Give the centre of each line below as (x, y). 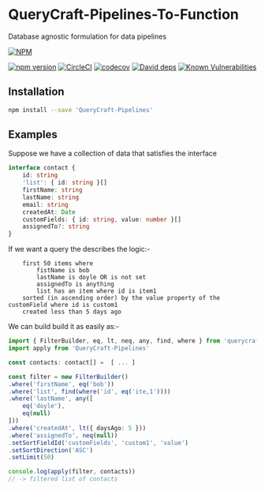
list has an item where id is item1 (97, 291)
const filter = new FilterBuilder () (68, 376)
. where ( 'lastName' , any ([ (50, 399)
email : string (45, 204)
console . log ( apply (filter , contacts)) (72, 472)
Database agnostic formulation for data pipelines (88, 36)
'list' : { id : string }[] (65, 183)
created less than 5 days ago (72, 312)
